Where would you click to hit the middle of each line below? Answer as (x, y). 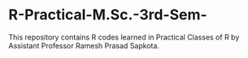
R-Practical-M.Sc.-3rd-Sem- (108, 15)
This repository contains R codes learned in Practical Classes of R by (124, 37)
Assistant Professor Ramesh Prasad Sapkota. (84, 45)
